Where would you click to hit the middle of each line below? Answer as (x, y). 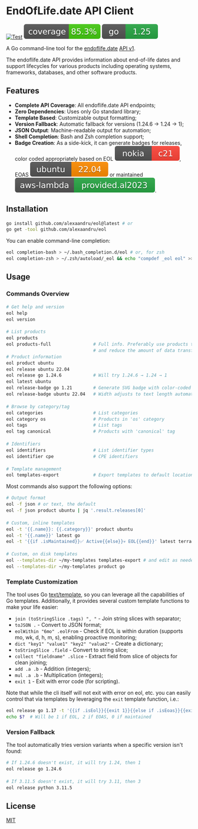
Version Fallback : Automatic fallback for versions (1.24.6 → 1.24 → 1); (99, 124)
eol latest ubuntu (29, 382)
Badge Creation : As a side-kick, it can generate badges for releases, (98, 142)
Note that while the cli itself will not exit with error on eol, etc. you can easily (98, 693)
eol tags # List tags (64, 425)
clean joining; (31, 662)
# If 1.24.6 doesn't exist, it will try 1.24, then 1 (74, 763)
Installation (27, 209)
